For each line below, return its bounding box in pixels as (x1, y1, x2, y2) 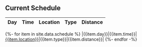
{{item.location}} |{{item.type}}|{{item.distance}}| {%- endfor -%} (5, 36, 137, 42)
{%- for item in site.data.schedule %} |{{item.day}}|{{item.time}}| (5, 31, 137, 37)
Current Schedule (5, 4, 61, 12)
